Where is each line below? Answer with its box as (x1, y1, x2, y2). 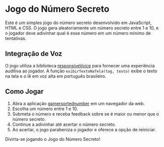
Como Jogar (5, 88, 44, 96)
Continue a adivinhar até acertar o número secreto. (12, 121, 116, 127)
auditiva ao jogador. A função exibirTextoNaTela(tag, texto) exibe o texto (5, 68, 158, 74)
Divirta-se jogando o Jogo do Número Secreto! (5, 136, 100, 142)
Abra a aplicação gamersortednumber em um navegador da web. (12, 100, 145, 106)
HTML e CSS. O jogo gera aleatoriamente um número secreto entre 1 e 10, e (5, 25, 159, 30)
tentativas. (5, 35, 27, 41)
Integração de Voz (5, 50, 63, 58)
